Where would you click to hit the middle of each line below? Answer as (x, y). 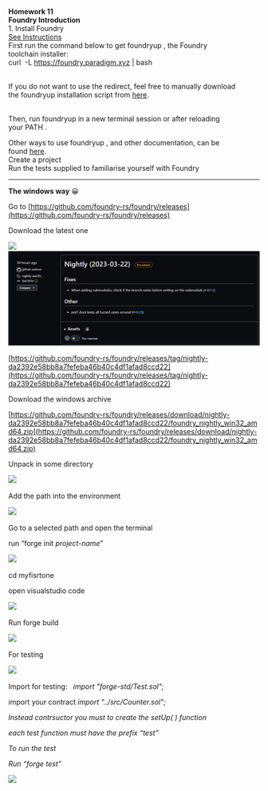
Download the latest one (48, 230)
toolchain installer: (39, 54)
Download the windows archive (60, 399)
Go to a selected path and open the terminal (81, 528)
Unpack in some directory (51, 464)
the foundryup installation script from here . (79, 95)
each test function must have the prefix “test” (84, 733)
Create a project (35, 160)
